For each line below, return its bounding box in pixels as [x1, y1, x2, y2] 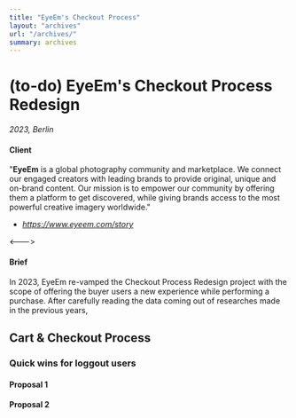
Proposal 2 [9, 399, 51, 410]
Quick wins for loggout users [9, 357, 136, 369]
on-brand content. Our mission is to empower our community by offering [9, 183, 275, 193]
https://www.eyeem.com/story [21, 219, 134, 230]
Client [9, 144, 33, 155]
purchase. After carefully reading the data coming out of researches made [9, 295, 281, 306]
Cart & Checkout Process [9, 330, 152, 345]
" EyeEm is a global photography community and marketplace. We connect [9, 164, 282, 175]
